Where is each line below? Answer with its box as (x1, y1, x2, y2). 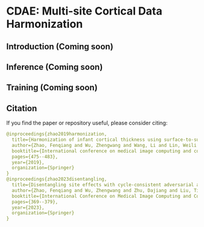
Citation (6, 103, 38, 113)
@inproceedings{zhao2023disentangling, (6, 176, 107, 183)
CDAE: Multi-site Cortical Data (6, 4, 163, 18)
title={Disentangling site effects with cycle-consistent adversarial (12, 182, 194, 188)
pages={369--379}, (12, 198, 59, 205)
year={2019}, (12, 159, 45, 165)
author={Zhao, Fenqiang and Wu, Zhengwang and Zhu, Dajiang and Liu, (12, 187, 191, 194)
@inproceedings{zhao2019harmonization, (6, 131, 107, 137)
